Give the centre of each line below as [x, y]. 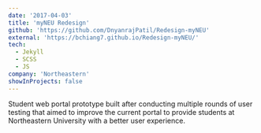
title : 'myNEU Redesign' [49, 23]
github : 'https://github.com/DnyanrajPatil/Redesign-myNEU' [109, 30]
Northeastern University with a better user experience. [97, 120]
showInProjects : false [45, 81]
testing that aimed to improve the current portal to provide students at [121, 112]
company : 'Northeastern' [49, 74]
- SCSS [26, 60]
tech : [17, 45]
